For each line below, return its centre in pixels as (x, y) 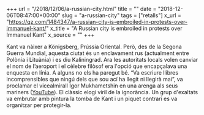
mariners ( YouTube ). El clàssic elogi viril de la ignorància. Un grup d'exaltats (102, 92)
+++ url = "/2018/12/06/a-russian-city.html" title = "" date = (81, 9)
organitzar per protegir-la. (39, 105)
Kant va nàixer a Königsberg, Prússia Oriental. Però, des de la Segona (94, 46)
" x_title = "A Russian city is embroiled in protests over (114, 28)
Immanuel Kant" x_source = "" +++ (51, 35)
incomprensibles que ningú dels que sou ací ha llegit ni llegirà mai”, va (95, 79)
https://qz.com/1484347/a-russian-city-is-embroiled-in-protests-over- (98, 22)
